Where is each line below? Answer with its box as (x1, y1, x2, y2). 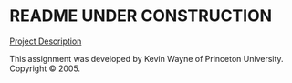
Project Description (9, 36, 82, 47)
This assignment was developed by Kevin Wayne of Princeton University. (9, 53, 285, 64)
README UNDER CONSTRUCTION (9, 5, 272, 26)
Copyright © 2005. (9, 63, 80, 74)
